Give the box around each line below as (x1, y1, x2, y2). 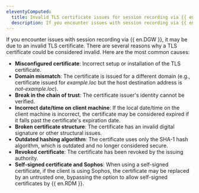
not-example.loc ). (14, 86, 59, 93)
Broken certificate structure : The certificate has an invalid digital (14, 123, 175, 131)
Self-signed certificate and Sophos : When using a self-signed (14, 161, 169, 168)
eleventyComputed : (6, 8, 52, 15)
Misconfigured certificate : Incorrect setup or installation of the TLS (14, 60, 181, 67)
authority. (14, 155, 38, 162)
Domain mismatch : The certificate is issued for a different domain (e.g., (14, 72, 191, 80)
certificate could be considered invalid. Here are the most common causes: (6, 49, 190, 56)
